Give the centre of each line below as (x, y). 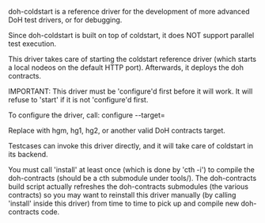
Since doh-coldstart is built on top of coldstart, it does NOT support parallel (131, 35)
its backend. (28, 154)
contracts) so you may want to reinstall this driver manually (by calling (122, 195)
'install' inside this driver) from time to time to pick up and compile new (124, 203)
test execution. (32, 44)
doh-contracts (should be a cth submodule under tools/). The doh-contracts (132, 178)
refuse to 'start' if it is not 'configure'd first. (78, 100)
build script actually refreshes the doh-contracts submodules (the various (129, 186)
